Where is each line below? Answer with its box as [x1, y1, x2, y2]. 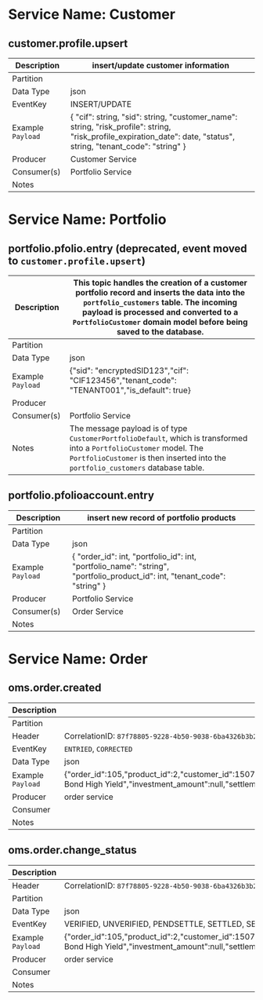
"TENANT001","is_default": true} [69, 385, 192, 396]
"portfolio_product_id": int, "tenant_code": [71, 571, 226, 582]
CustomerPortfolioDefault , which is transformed [69, 433, 248, 443]
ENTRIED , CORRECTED [63, 743, 133, 754]
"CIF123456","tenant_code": [69, 375, 177, 385]
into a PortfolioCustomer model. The [69, 443, 204, 453]
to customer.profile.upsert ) [8, 254, 146, 268]
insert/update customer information [92, 60, 229, 71]
